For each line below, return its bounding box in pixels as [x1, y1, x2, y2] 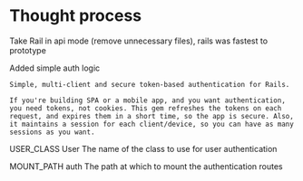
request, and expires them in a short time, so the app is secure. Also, [9, 111, 295, 120]
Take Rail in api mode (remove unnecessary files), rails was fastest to [9, 35, 269, 46]
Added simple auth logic [9, 62, 101, 73]
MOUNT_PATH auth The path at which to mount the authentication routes [9, 160, 283, 172]
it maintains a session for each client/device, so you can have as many [9, 119, 295, 129]
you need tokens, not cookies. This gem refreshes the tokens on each [9, 103, 282, 113]
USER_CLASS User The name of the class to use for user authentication [9, 143, 278, 154]
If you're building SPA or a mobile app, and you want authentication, [9, 96, 286, 105]
